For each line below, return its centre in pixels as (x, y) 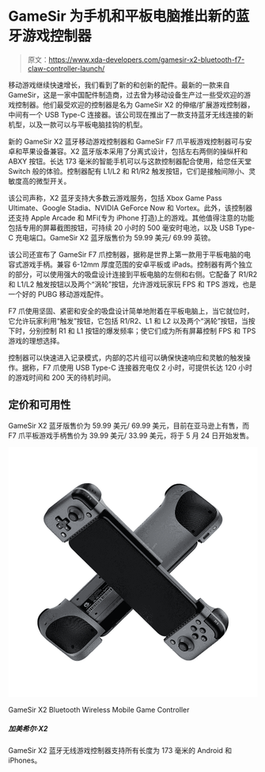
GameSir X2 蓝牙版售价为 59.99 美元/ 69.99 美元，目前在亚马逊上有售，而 (129, 425)
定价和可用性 (40, 405)
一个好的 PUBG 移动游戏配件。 (58, 294)
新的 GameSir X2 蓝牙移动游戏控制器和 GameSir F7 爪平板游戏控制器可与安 (130, 141)
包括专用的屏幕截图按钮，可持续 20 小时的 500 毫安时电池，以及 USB (121, 228)
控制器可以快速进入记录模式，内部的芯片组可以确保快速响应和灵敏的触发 (126, 357)
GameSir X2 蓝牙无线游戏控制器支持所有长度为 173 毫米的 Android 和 (120, 750)
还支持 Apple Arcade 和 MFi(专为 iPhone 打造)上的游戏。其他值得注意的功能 (131, 217)
